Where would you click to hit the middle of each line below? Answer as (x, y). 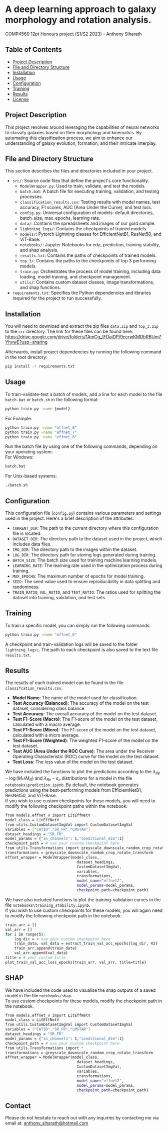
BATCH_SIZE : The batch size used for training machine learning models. (85, 560)
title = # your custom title (35, 958)
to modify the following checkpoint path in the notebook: (63, 915)
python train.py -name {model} (38, 409)
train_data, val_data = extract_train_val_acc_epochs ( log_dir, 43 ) (86, 944)
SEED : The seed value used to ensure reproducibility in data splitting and (86, 581)
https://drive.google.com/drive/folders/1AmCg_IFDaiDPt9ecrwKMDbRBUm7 (83, 337)
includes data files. (32, 544)
